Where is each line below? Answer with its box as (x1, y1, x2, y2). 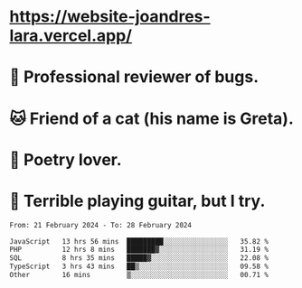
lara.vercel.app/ (9, 25, 133, 46)
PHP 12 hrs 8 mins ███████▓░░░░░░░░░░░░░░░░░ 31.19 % (9, 246, 269, 255)
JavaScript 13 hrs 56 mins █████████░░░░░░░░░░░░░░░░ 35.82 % (9, 237, 269, 246)
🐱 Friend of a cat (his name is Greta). (9, 108, 294, 128)
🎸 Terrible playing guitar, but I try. (9, 190, 266, 211)
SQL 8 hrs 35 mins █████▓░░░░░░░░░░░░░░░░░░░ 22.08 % (9, 254, 269, 263)
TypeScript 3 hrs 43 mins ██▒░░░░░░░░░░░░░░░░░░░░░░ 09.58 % (9, 262, 269, 272)
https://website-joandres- (9, 6, 211, 27)
